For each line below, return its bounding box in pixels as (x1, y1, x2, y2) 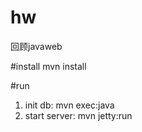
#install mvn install (10, 60, 87, 72)
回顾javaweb (10, 40, 63, 52)
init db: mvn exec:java (24, 99, 115, 111)
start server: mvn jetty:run (24, 109, 133, 121)
